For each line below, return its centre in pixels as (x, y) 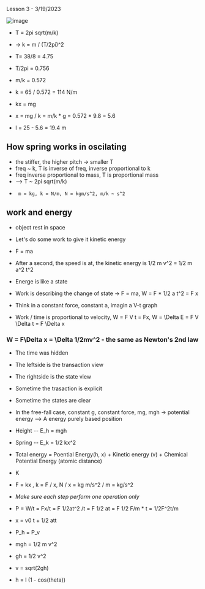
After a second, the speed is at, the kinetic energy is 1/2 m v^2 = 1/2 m (104, 263)
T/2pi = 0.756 (32, 68)
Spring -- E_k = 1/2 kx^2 (46, 442)
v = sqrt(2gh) (32, 568)
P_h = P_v (28, 532)
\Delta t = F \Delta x (40, 323)
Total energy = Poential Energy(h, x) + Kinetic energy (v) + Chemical (101, 454)
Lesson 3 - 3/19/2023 (34, 9)
